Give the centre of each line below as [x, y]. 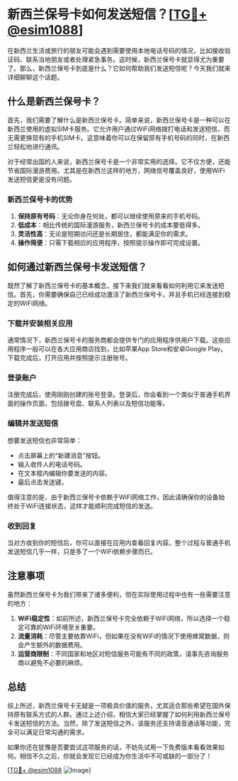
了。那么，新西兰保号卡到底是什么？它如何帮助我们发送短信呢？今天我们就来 [119, 68]
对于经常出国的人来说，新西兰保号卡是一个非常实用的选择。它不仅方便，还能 [119, 161]
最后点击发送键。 [42, 481]
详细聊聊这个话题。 [35, 77]
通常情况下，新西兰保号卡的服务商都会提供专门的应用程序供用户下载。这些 [116, 340]
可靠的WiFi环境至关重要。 [61, 627]
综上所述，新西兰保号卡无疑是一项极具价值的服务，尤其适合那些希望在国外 [116, 705]
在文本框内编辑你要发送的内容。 [64, 473]
